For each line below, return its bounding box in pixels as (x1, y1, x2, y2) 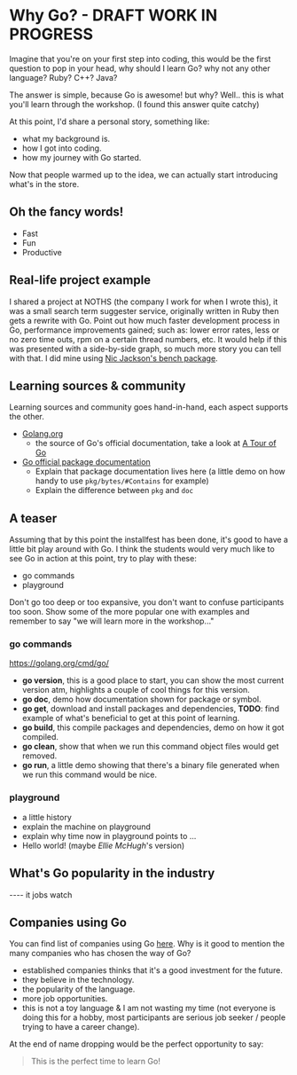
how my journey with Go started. (21, 152, 142, 162)
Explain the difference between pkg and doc (35, 485, 193, 496)
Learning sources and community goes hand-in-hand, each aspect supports (9, 402, 289, 412)
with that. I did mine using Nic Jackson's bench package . (9, 352, 219, 364)
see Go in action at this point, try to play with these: (9, 553, 197, 564)
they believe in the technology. (21, 975, 135, 985)
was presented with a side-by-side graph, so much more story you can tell (9, 343, 282, 354)
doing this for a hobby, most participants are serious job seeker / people (21, 1012, 286, 1023)
